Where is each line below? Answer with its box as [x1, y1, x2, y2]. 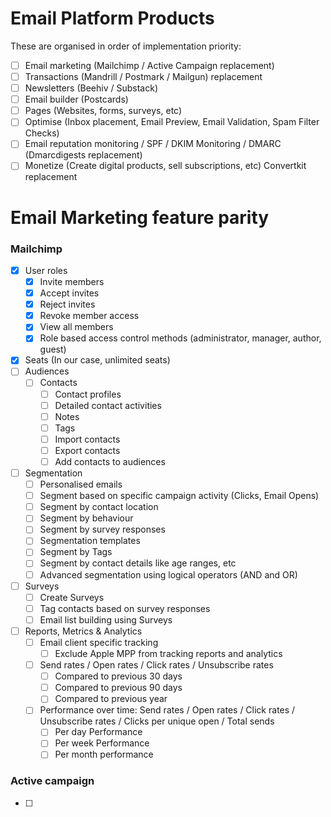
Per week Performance [54, 737, 150, 749]
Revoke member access [39, 310, 140, 322]
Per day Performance [54, 726, 143, 738]
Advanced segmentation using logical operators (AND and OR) [39, 568, 298, 581]
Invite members [39, 275, 105, 287]
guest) [39, 343, 67, 356]
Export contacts [54, 444, 121, 456]
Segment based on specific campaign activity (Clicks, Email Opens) [39, 490, 320, 502]
